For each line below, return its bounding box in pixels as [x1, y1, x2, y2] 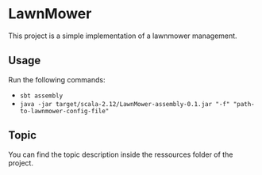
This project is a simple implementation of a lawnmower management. [8, 31, 237, 40]
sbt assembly [19, 92, 64, 100]
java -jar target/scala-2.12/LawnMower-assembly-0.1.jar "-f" [19, 100, 230, 108]
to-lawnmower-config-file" [19, 107, 110, 115]
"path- [233, 100, 256, 108]
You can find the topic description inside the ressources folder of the [8, 150, 233, 159]
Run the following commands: [8, 74, 106, 84]
